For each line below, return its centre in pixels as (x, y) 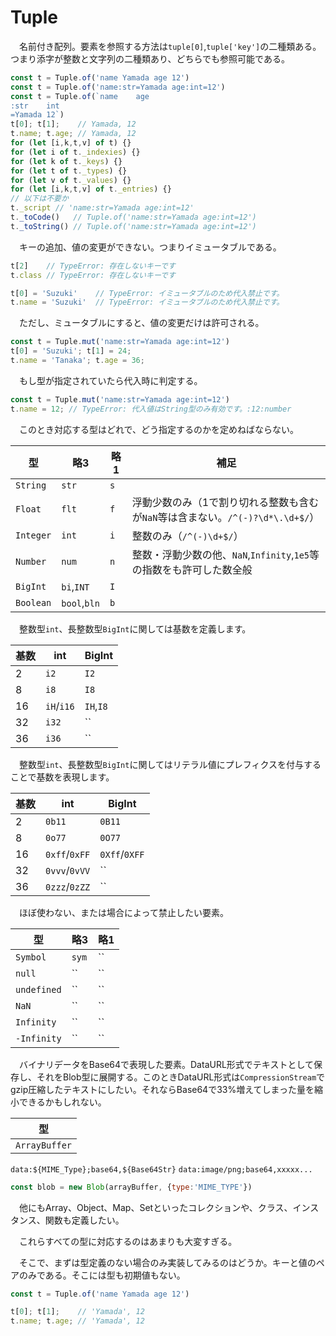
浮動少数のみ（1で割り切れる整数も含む (225, 502)
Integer (33, 535)
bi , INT (75, 586)
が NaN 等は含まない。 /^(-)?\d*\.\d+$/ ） (225, 517)
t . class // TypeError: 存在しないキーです (93, 275)
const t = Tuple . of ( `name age (80, 96)
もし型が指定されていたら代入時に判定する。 (110, 380)
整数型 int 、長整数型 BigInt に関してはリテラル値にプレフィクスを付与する (170, 764)
